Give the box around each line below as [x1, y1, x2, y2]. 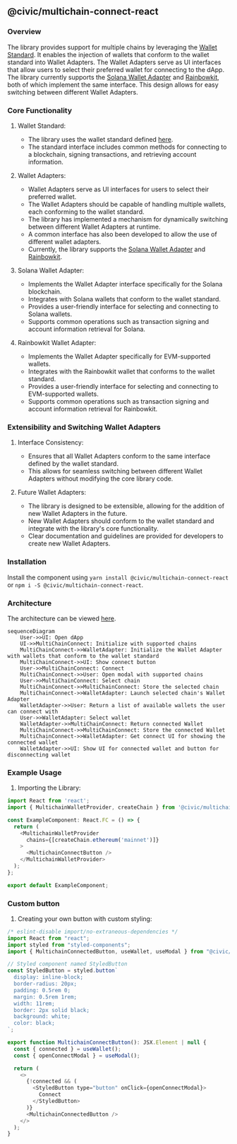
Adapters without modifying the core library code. [28, 474, 174, 483]
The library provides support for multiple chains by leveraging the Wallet [7, 42, 217, 52]
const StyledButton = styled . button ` [7, 967, 119, 975]
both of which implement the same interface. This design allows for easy [7, 80, 219, 89]
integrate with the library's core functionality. [28, 524, 159, 533]
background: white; [13, 1013, 71, 1020]
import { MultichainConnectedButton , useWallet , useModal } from [7, 948, 203, 955]
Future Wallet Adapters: [17, 488, 87, 497]
